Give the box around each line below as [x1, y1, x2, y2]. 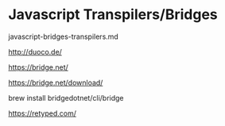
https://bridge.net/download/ [8, 78, 103, 87]
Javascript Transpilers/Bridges [8, 6, 219, 24]
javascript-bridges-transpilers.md [8, 32, 119, 41]
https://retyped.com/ [8, 109, 77, 118]
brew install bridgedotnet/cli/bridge [8, 93, 125, 102]
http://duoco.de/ [8, 47, 62, 56]
